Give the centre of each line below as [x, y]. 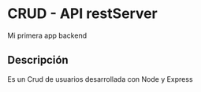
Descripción [38, 60]
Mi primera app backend [47, 35]
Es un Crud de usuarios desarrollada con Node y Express [100, 79]
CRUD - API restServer [83, 14]
